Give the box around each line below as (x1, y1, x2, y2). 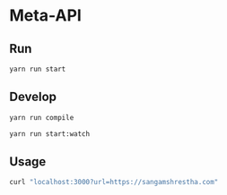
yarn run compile (9, 113, 74, 122)
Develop (9, 89, 57, 105)
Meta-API (9, 5, 83, 26)
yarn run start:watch (9, 129, 91, 139)
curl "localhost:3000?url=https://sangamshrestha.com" (9, 178, 219, 187)
